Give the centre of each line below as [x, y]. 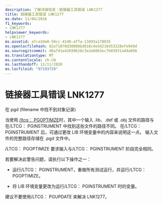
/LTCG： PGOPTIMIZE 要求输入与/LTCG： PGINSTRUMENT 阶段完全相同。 [81, 148]
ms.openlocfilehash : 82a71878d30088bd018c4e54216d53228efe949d [71, 46]
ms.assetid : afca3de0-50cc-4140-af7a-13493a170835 [58, 42]
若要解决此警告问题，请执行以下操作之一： [48, 159]
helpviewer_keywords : [27, 32]
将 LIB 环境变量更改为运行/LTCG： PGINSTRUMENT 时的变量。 [76, 186]
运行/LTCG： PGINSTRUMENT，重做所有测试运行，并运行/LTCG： [79, 170]
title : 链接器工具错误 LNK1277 [34, 14]
